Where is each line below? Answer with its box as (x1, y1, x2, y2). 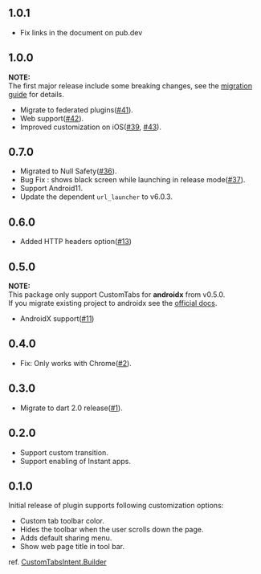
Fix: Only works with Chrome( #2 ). (19, 358, 133, 368)
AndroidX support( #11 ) (19, 314, 95, 324)
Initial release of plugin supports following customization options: (8, 501, 224, 511)
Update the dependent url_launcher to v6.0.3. (19, 192, 173, 202)
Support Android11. (19, 184, 83, 193)
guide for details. (8, 89, 64, 99)
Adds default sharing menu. (19, 533, 112, 543)
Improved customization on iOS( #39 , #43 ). (19, 122, 162, 132)
